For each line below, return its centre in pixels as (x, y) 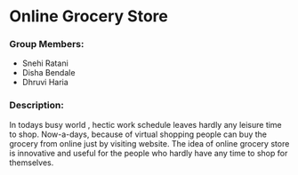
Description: (36, 106)
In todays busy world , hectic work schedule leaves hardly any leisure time (145, 124)
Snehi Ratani (45, 63)
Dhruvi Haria (45, 83)
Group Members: (47, 44)
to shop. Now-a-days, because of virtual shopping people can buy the (138, 134)
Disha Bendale (48, 73)
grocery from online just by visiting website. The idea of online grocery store (149, 143)
